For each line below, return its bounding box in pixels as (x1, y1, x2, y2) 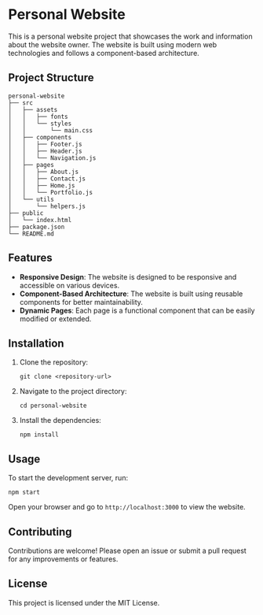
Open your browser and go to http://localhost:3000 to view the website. (8, 502, 246, 512)
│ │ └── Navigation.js (8, 154, 97, 162)
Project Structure (8, 71, 94, 84)
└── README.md (8, 230, 55, 238)
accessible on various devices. (19, 280, 120, 290)
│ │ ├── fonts (8, 113, 68, 120)
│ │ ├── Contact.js (8, 175, 86, 183)
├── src (8, 98, 34, 107)
